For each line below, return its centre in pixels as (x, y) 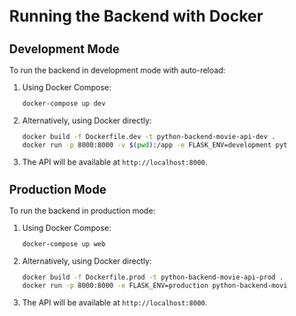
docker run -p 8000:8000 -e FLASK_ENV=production (115, 286)
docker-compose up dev (64, 104)
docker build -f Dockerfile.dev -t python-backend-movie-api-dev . (148, 136)
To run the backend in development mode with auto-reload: (118, 70)
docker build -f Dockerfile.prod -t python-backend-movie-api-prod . (153, 277)
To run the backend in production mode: (83, 211)
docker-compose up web (64, 244)
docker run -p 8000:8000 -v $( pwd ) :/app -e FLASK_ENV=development (147, 145)
